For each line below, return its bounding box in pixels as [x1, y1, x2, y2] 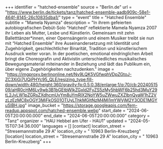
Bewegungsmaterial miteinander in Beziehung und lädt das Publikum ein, [5, 61, 151, 67]
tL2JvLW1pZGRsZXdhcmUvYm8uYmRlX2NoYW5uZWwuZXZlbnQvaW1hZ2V [5, 92, 157, 98]
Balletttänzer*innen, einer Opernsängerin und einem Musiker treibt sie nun [5, 35, 154, 41]
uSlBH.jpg [5, 102, 25, 108]
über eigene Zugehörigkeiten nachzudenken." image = [5, 66, 114, 72]
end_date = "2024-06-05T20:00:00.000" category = [43, 113, 150, 118]
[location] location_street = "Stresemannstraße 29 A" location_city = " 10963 [5, 133, 158, 139]
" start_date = [98, 108, 126, 113]
